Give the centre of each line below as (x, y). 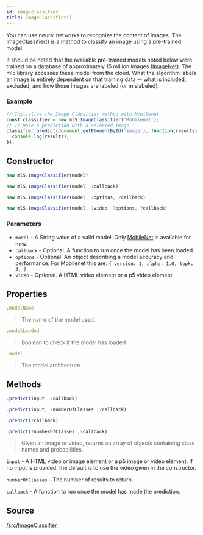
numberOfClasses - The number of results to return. (70, 480)
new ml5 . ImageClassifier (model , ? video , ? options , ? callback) (87, 208)
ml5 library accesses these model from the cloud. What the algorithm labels (101, 73)
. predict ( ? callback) (33, 420)
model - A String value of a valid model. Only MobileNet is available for (103, 237)
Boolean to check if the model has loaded (73, 342)
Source (20, 510)
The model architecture (51, 366)
